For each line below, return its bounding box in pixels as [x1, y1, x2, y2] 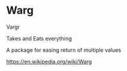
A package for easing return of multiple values [6, 46, 122, 54]
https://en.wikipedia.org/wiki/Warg [6, 58, 92, 65]
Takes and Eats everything [6, 35, 72, 42]
